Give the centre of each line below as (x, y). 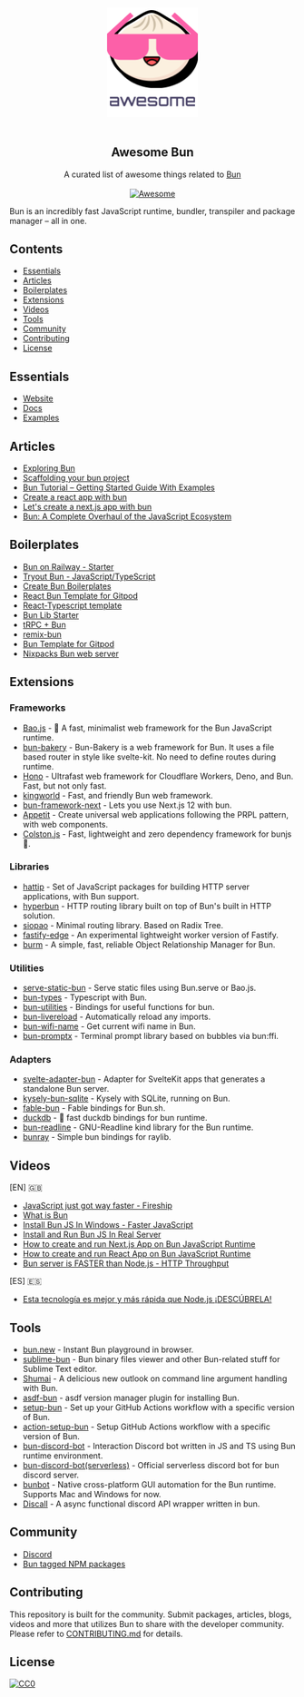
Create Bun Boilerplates (67, 586)
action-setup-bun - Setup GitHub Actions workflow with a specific (146, 1427)
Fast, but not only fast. (64, 785)
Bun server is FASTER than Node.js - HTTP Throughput (126, 1263)
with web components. (65, 824)
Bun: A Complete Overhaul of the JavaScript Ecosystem (127, 516)
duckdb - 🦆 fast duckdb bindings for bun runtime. (115, 1118)
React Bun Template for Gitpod (80, 595)
